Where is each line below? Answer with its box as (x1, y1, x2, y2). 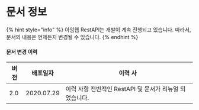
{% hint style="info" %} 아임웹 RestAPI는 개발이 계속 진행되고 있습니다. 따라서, (6, 26, 191, 33)
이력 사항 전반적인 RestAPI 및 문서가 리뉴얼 (65, 85, 179, 93)
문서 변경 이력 (6, 48, 37, 55)
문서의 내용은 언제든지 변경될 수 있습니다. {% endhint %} (6, 33, 139, 40)
